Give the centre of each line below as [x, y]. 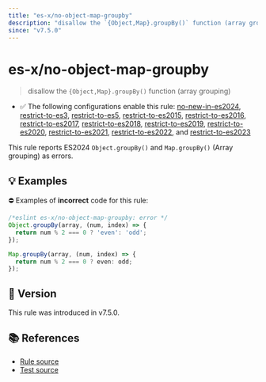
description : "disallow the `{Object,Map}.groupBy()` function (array [127, 23]
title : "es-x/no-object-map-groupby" [70, 15]
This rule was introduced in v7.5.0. [64, 312]
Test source [39, 369]
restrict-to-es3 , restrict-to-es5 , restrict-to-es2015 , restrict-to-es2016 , [133, 115]
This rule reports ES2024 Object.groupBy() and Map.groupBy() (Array [121, 148]
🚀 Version [32, 293]
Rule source [39, 361]
